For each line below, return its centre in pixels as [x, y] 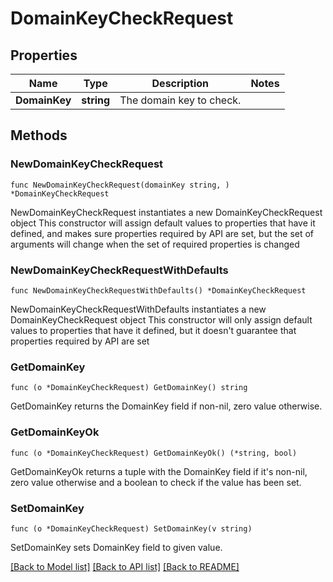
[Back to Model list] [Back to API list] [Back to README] [125, 566]
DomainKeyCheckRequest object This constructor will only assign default [161, 319]
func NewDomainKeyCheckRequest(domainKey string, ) [120, 185]
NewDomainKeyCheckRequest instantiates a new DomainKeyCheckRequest [166, 212]
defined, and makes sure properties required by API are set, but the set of [162, 233]
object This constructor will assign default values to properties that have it [163, 223]
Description [180, 83]
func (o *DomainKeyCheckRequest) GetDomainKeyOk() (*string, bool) [154, 453]
